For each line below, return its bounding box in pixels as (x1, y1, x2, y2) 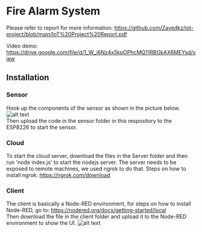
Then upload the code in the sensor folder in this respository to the (6, 117, 173, 124)
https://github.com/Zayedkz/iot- (114, 24, 194, 31)
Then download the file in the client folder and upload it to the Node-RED (6, 213, 187, 221)
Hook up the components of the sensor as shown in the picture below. (6, 104, 180, 111)
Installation (6, 72, 49, 83)
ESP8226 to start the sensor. (6, 124, 78, 131)
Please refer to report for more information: (6, 24, 113, 31)
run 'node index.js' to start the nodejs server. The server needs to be (6, 158, 177, 166)
